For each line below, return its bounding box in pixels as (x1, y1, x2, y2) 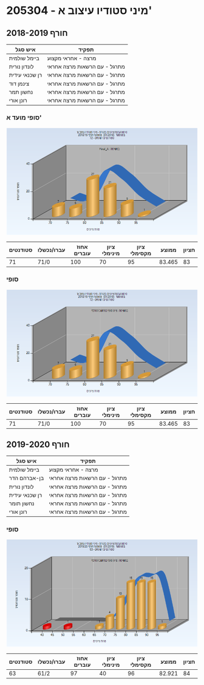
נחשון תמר (8, 88, 33, 95)
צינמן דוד (8, 80, 29, 87)
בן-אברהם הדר (8, 474, 44, 482)
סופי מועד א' (6, 114, 42, 122)
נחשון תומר (8, 500, 35, 507)
